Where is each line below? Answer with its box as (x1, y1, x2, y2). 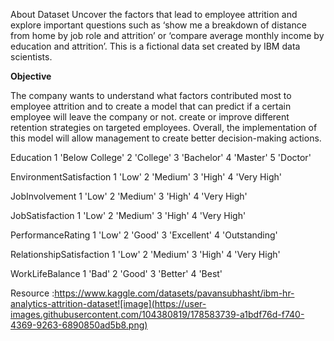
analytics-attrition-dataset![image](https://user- (10, 298, 207, 309)
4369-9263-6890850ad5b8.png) (10, 319, 148, 331)
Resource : (10, 287, 55, 299)
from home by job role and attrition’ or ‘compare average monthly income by (10, 30, 325, 41)
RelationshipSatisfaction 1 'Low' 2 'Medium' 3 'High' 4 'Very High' (10, 249, 281, 260)
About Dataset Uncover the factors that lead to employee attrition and (10, 9, 298, 20)
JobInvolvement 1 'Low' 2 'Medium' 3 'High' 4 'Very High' (10, 190, 248, 202)
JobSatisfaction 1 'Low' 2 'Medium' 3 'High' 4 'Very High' (10, 210, 247, 221)
